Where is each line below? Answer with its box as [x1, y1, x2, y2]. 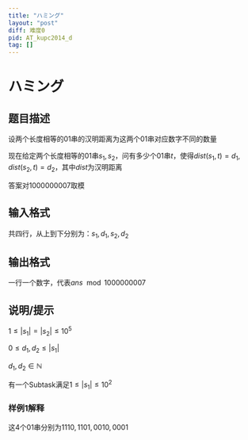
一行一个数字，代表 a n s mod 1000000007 [8, 278, 147, 288]
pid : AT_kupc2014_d [8, 33, 73, 42]
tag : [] [8, 41, 34, 49]
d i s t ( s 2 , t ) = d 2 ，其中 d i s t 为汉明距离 [8, 162, 123, 174]
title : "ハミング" [8, 11, 65, 20]
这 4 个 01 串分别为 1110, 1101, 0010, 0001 [8, 422, 129, 432]
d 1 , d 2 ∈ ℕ [8, 362, 42, 373]
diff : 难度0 [8, 26, 45, 34]
